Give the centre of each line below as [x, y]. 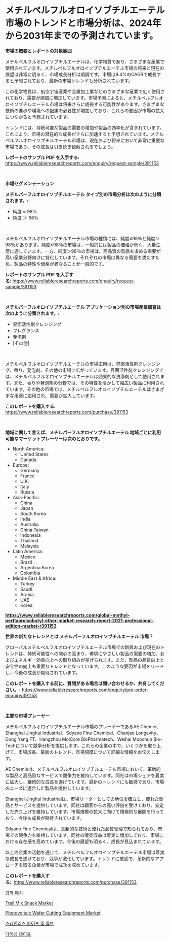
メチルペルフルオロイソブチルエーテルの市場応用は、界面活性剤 [72, 364]
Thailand [29, 540]
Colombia [30, 573]
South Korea [33, 513]
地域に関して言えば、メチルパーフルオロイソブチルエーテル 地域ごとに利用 [83, 432]
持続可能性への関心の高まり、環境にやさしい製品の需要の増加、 [94, 654]
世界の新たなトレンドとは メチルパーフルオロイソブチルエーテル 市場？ [79, 636]
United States [34, 454]
